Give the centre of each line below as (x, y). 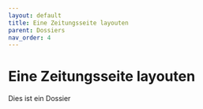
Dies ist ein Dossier (39, 99)
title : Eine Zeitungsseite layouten (68, 23)
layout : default (35, 15)
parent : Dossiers (37, 30)
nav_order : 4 (30, 38)
